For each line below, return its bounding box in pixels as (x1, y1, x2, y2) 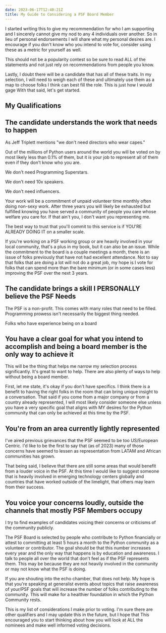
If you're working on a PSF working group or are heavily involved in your (5, 238, 153, 244)
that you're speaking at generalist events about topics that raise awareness (5, 581, 159, 587)
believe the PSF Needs (5, 292, 76, 301)
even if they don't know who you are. (5, 159, 81, 165)
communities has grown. (5, 453, 55, 460)
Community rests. (5, 597, 42, 603)
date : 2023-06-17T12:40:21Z (5, 7, 63, 12)
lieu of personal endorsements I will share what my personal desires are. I (5, 36, 156, 42)
